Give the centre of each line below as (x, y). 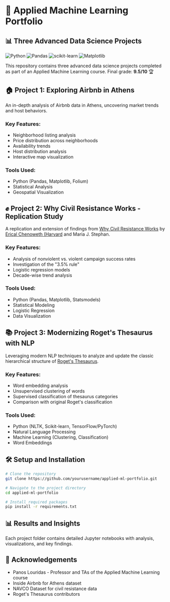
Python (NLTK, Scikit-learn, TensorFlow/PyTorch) (65, 426)
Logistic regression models (41, 269)
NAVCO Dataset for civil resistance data (55, 588)
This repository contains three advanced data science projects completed (83, 66)
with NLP (20, 343)
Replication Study (34, 216)
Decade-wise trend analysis (42, 275)
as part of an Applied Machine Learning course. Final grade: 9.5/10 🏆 (80, 72)
